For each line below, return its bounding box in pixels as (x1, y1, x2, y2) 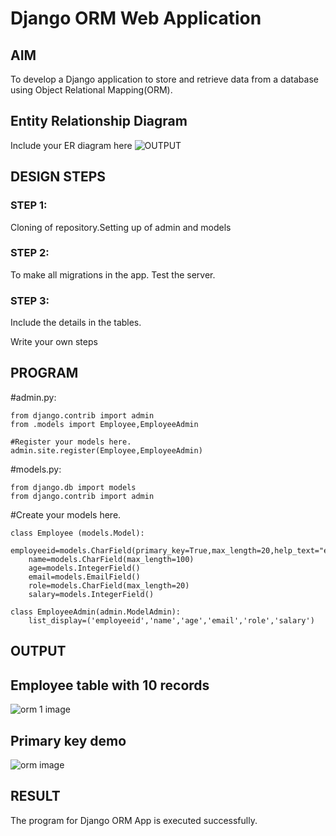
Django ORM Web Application (10, 7, 262, 30)
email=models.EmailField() (28, 572, 141, 582)
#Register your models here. (10, 437, 132, 447)
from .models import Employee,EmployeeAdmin (10, 419, 199, 429)
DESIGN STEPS (10, 168, 107, 186)
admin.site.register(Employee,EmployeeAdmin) (10, 445, 203, 456)
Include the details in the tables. (10, 317, 142, 329)
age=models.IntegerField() (28, 563, 141, 573)
